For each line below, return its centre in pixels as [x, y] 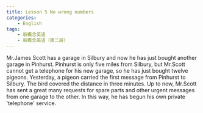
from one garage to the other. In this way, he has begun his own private [96, 97]
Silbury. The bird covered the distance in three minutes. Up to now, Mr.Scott [101, 84]
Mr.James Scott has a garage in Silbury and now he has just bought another [101, 58]
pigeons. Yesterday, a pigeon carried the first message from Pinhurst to [96, 77]
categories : [21, 18]
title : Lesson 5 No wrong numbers [50, 12]
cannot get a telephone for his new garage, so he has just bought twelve [97, 71]
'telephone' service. [31, 103]
